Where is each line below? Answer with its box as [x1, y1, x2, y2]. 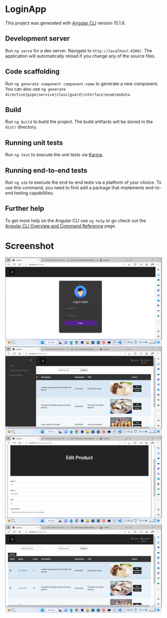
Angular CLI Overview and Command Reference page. [5, 223, 116, 229]
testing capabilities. [14, 190, 54, 196]
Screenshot [5, 241, 54, 251]
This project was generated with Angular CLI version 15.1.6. [5, 20, 126, 26]
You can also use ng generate [5, 86, 66, 92]
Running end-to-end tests [5, 166, 87, 175]
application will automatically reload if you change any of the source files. [5, 53, 156, 59]
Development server [5, 34, 70, 43]
